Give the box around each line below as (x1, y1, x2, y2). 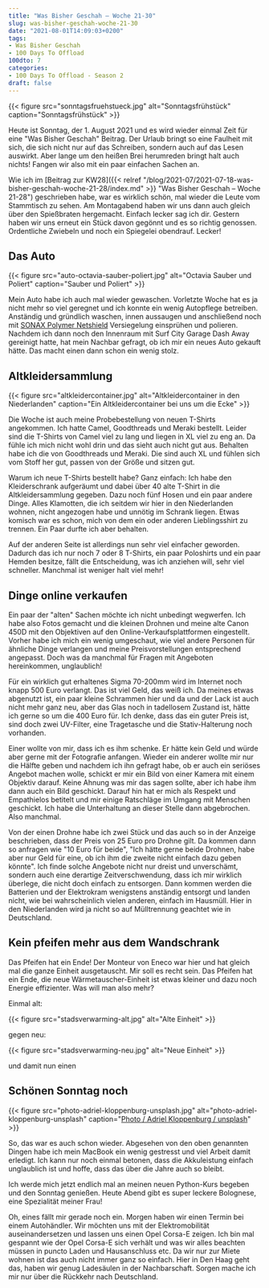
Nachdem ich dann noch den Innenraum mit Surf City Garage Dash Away (8, 329, 251, 338)
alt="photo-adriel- (197, 1106, 258, 1115)
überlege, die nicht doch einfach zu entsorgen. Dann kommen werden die (8, 878, 252, 888)
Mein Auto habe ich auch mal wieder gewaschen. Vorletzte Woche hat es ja (8, 295, 259, 305)
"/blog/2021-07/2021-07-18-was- (143, 174, 255, 185)
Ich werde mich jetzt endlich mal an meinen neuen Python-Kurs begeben (8, 1179, 250, 1189)
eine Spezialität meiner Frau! (8, 1196, 103, 1206)
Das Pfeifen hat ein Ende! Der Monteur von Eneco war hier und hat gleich (8, 957, 251, 967)
